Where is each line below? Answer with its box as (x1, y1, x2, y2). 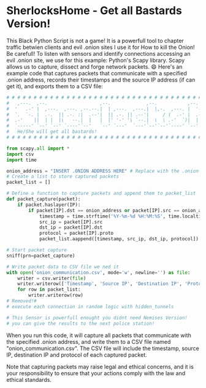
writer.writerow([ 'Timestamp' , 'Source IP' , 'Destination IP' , (17, 281, 183, 287)
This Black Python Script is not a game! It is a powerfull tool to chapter (6, 37, 184, 44)
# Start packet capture (6, 247, 67, 253)
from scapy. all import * (6, 145, 70, 151)
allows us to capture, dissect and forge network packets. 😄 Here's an (6, 63, 183, 70)
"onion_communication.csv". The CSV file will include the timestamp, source (6, 344, 199, 352)
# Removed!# (6, 298, 37, 304)
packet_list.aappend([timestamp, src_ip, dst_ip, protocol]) (39, 236, 199, 242)
